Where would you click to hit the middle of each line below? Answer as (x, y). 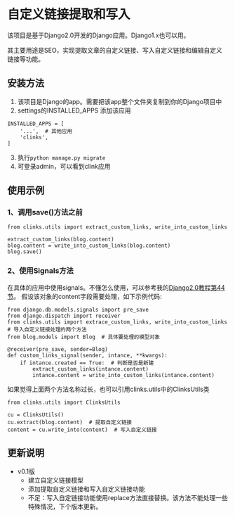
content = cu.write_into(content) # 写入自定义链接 (82, 430)
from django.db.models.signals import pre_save (78, 309)
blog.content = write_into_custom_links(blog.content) (89, 246)
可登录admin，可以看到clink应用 (64, 166)
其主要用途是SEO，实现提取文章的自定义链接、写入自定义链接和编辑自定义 (115, 50)
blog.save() (25, 252)
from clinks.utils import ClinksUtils (64, 402)
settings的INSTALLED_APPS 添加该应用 (74, 110)
